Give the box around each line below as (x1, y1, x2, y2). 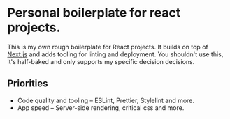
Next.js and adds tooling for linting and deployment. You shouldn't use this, (7, 50, 224, 58)
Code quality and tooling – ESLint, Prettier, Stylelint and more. (17, 96, 194, 104)
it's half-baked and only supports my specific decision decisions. (7, 57, 195, 65)
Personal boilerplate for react (7, 5, 181, 21)
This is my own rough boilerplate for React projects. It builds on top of (7, 42, 208, 51)
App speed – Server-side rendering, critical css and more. (17, 103, 185, 112)
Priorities (7, 78, 48, 90)
